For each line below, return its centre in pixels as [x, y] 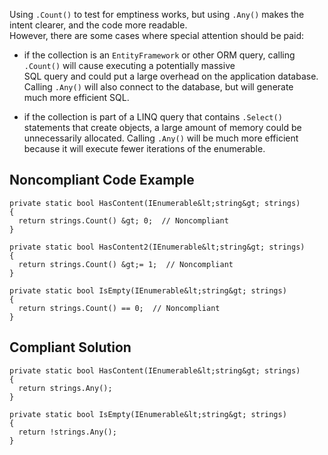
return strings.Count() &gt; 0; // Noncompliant [123, 220]
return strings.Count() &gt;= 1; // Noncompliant [126, 264]
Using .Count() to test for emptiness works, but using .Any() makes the [157, 14]
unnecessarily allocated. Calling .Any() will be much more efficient [161, 138]
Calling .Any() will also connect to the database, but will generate [158, 87]
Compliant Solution [70, 347]
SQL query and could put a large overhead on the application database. [171, 76]
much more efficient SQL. [76, 97]
